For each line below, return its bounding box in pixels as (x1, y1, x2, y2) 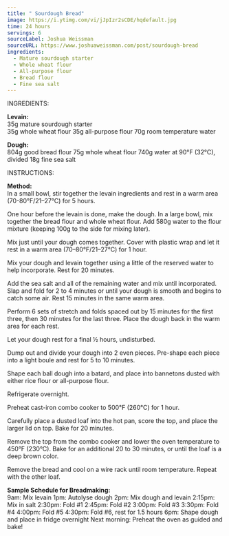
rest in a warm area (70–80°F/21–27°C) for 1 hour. (7, 245, 147, 254)
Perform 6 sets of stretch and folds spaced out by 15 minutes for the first (7, 307, 213, 316)
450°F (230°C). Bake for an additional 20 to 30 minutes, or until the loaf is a (7, 445, 222, 453)
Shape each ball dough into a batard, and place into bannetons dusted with (7, 369, 220, 378)
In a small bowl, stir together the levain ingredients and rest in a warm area (7, 189, 219, 198)
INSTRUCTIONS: (7, 169, 54, 177)
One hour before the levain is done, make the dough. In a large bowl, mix (7, 210, 213, 218)
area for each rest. (7, 322, 60, 331)
